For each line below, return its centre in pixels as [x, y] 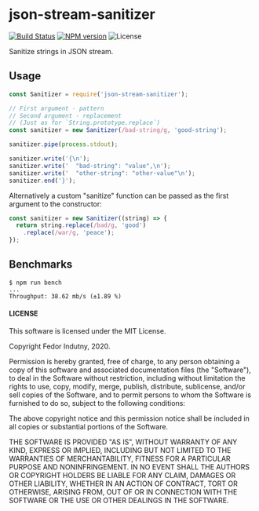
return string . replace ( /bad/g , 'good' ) [81, 225]
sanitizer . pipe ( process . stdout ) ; [64, 144]
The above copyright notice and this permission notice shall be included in [129, 418]
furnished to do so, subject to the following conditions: [97, 403]
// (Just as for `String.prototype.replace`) [84, 123]
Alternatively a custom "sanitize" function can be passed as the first [119, 195]
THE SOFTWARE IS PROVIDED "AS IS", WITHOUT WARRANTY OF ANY [123, 442]
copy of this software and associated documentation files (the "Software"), [130, 370]
